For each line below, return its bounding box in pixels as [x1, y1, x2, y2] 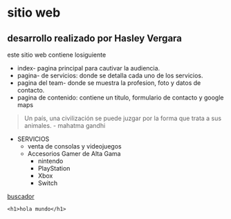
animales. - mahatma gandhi [24, 122, 106, 129]
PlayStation [37, 164, 71, 172]
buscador [7, 192, 35, 200]
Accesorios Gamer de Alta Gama [27, 150, 121, 158]
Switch [37, 179, 57, 187]
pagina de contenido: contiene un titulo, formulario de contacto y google [17, 93, 224, 102]
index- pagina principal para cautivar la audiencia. [17, 64, 160, 72]
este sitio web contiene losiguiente [7, 50, 107, 59]
